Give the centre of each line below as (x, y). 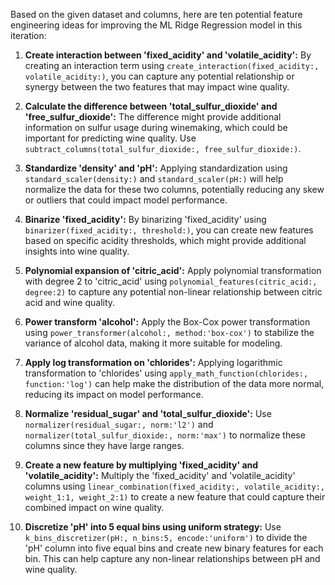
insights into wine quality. (77, 251)
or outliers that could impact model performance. (126, 200)
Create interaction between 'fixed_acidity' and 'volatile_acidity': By (168, 55)
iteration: (28, 35)
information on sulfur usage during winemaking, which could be (156, 127)
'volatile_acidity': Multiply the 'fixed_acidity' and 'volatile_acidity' (160, 475)
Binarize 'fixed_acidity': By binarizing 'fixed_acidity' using (145, 219)
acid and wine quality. (70, 302)
